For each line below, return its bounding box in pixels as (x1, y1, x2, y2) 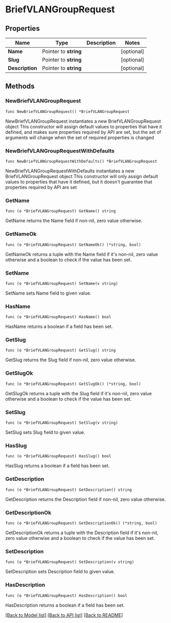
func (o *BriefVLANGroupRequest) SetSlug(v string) (5, 420, 118, 425)
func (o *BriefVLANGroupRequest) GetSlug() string (5, 348, 116, 353)
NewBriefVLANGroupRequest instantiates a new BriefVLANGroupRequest (5, 118, 161, 124)
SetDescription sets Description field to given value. (5, 569, 116, 575)
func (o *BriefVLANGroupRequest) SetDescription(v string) (5, 559, 135, 565)
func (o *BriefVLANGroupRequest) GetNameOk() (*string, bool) (5, 242, 141, 247)
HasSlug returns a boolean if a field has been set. (5, 463, 110, 469)
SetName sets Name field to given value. (5, 290, 91, 296)
